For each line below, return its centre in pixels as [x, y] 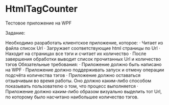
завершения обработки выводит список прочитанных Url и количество [83, 59]
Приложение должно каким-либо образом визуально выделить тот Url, [83, 91]
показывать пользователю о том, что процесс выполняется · [72, 86]
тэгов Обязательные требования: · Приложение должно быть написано [83, 64]
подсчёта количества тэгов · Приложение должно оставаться [73, 75]
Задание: [15, 33]
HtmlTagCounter [42, 9]
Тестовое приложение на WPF [39, 23]
